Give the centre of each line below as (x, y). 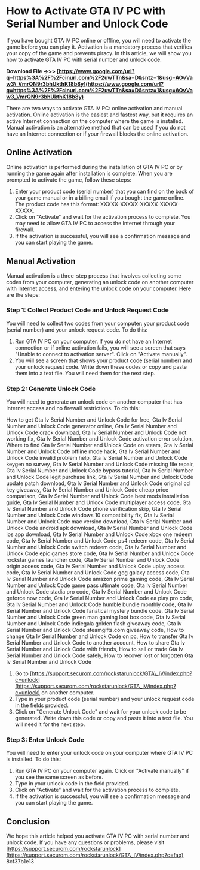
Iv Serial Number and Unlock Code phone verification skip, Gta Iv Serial (94, 509)
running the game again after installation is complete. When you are (89, 173)
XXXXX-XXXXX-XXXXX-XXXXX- (140, 204)
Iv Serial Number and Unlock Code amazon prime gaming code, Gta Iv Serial (100, 579)
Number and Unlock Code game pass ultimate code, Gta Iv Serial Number (97, 585)
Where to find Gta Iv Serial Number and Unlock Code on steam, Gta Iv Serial (100, 445)
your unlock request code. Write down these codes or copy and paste (101, 366)
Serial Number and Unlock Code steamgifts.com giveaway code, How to (95, 630)
